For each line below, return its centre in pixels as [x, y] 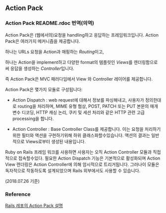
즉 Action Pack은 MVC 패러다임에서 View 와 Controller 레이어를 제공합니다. [79, 79]
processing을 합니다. [33, 118]
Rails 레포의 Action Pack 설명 [34, 206]
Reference [18, 194]
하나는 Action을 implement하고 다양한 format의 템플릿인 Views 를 [69, 62]
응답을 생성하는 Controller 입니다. [42, 68]
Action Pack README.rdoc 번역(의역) [50, 23]
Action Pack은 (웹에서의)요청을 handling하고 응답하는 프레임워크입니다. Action [82, 35]
